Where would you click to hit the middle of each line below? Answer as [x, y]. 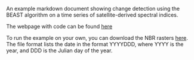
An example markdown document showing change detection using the [93, 9]
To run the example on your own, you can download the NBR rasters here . [97, 38]
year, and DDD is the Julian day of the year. [59, 50]
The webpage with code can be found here [59, 26]
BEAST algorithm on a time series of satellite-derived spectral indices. [92, 15]
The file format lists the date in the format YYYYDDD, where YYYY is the [95, 44]
